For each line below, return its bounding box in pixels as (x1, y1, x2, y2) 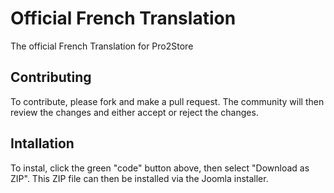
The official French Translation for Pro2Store (10, 40, 194, 52)
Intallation (10, 135, 75, 152)
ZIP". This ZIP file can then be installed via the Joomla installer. (10, 172, 269, 184)
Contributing (10, 69, 92, 86)
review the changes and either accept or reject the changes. (10, 106, 259, 118)
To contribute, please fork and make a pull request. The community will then (10, 95, 325, 107)
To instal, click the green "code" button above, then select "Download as (10, 162, 310, 174)
